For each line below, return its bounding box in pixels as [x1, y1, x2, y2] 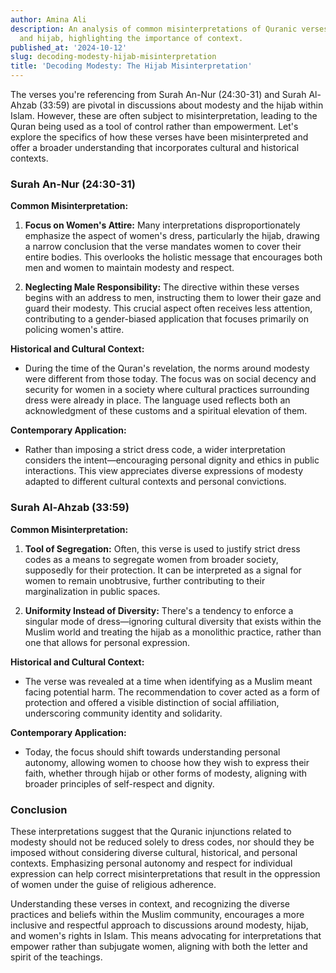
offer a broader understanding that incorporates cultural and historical [10, 142, 300, 153]
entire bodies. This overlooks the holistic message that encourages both [24, 251, 323, 263]
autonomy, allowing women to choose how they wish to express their [24, 756, 310, 768]
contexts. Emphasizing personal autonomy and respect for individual [10, 857, 293, 869]
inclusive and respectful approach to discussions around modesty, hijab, [10, 919, 309, 931]
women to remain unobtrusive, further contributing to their [24, 574, 266, 586]
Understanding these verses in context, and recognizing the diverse [10, 897, 290, 910]
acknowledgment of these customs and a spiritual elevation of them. [24, 405, 308, 417]
